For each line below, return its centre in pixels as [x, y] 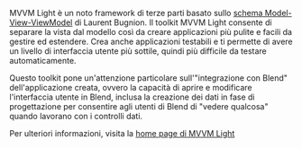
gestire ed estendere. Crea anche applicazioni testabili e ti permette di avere [151, 41]
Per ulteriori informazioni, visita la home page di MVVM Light [122, 133]
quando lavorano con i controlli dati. [76, 116]
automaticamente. [43, 61]
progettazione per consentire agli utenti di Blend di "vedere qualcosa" [139, 106]
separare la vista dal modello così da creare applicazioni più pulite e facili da [151, 32]
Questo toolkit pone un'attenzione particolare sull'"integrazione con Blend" [149, 78]
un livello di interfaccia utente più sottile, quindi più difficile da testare [138, 51]
